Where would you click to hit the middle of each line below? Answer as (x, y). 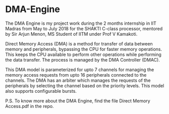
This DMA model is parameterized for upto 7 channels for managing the (80, 70)
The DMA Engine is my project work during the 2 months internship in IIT (81, 23)
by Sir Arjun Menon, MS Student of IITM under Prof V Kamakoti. (71, 34)
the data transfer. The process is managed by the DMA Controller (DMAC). (82, 60)
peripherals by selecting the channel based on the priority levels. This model (85, 85)
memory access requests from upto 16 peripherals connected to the (76, 75)
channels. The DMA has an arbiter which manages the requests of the (78, 80)
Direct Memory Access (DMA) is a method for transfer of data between (79, 43)
